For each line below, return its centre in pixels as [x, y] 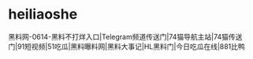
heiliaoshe [43, 14]
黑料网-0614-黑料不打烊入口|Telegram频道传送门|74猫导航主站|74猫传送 [125, 36]
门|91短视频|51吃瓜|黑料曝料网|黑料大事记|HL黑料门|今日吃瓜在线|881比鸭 [127, 46]
